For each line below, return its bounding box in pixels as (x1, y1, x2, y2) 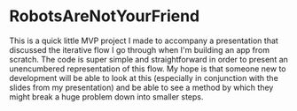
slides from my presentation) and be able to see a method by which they (9, 82, 274, 92)
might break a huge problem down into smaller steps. (9, 91, 204, 102)
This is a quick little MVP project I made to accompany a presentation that (9, 35, 279, 46)
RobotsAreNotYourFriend (9, 6, 200, 26)
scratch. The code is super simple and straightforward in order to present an (9, 54, 288, 64)
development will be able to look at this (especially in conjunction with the (9, 72, 279, 83)
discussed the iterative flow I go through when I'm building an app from (9, 44, 270, 55)
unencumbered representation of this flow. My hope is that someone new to (9, 63, 286, 74)
